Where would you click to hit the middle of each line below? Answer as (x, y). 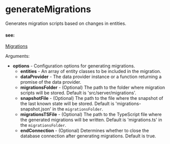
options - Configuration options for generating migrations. (74, 66)
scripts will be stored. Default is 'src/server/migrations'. (78, 93)
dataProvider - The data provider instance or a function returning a (91, 77)
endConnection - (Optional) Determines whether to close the (84, 131)
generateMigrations (48, 9)
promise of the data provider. (51, 82)
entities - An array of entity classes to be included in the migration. (91, 71)
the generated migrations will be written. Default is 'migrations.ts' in (91, 120)
